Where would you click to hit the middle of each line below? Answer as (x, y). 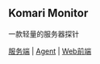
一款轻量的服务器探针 (44, 34)
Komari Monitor (48, 13)
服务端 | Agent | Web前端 (50, 51)
